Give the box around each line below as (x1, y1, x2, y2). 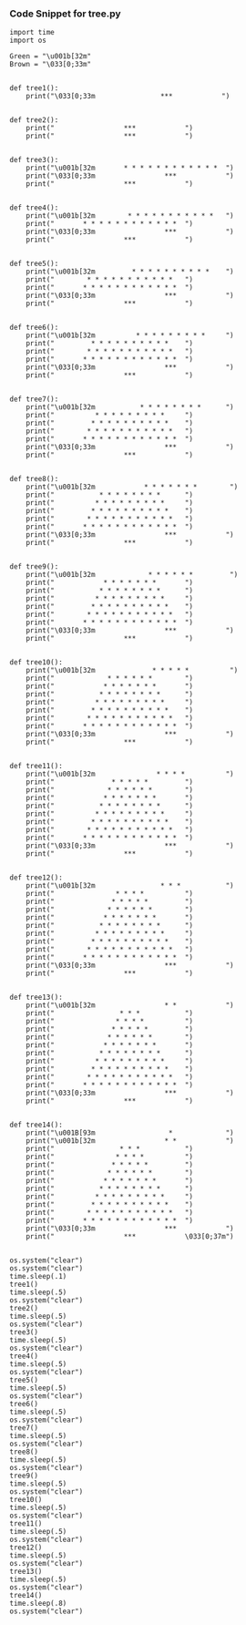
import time (9, 28, 55, 37)
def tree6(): (9, 323, 59, 333)
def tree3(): (9, 156, 59, 165)
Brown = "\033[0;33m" (9, 60, 92, 69)
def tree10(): (9, 658, 64, 667)
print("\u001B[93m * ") (26, 1128, 234, 1137)
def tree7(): (9, 395, 59, 404)
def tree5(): (9, 259, 59, 269)
